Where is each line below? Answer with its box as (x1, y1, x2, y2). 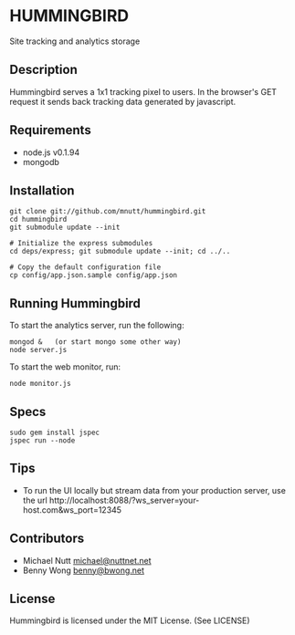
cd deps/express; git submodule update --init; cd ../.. (9, 247, 231, 256)
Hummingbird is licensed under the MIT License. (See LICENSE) (9, 615, 250, 626)
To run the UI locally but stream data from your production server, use (22, 484, 286, 495)
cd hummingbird (9, 215, 68, 224)
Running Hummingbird (9, 296, 142, 311)
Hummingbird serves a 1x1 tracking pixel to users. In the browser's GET (9, 86, 277, 97)
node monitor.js (9, 380, 71, 389)
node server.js (9, 346, 68, 355)
